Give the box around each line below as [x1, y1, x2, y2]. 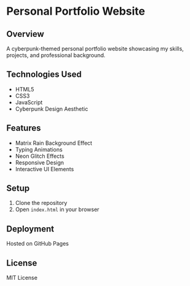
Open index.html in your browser [15, 206, 100, 213]
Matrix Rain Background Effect [15, 139, 93, 147]
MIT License [6, 274, 38, 282]
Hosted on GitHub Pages [6, 240, 69, 247]
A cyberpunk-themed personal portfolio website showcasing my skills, [6, 45, 184, 52]
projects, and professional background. [6, 52, 106, 59]
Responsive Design [15, 158, 64, 166]
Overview [6, 29, 45, 39]
